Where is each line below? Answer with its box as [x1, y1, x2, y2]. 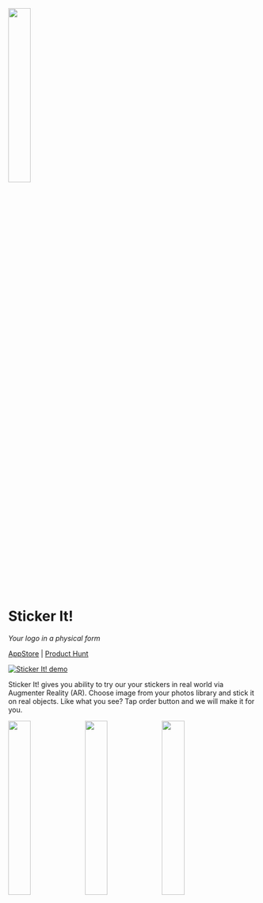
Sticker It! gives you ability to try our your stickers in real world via [8, 679, 224, 689]
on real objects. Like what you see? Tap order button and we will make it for [8, 696, 255, 705]
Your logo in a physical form [8, 633, 101, 643]
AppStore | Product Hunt [8, 648, 89, 658]
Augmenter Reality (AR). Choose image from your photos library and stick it [8, 688, 255, 697]
